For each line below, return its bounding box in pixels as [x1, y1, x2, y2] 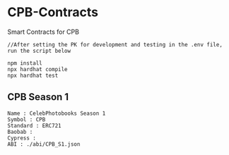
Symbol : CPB [7, 116, 46, 123]
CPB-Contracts [7, 4, 99, 20]
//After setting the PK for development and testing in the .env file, [7, 41, 223, 48]
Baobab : [7, 128, 33, 135]
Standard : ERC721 [7, 122, 61, 129]
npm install [7, 59, 42, 67]
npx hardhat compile [7, 66, 69, 73]
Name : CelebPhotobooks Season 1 [7, 110, 106, 117]
